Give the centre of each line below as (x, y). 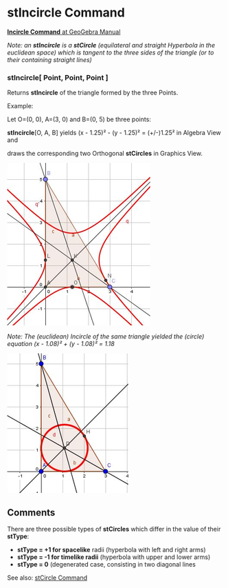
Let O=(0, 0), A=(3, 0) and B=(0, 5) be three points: (79, 119)
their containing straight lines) (50, 59)
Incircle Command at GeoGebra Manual (64, 32)
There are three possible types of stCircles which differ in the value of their (114, 529)
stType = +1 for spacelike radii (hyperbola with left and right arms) (111, 550)
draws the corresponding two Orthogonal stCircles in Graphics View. (105, 154)
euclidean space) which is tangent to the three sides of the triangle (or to (111, 52)
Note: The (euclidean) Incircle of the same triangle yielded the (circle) (106, 336)
